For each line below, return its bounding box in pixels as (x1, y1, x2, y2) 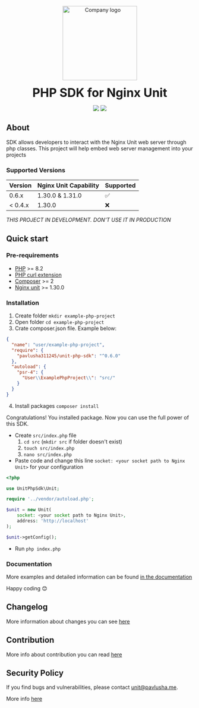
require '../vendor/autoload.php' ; (6, 496, 94, 502)
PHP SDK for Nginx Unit (32, 85, 168, 100)
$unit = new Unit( (6, 507, 52, 513)
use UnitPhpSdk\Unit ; (6, 485, 60, 492)
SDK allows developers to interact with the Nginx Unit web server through (6, 139, 187, 146)
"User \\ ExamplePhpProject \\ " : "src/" (21, 375, 116, 381)
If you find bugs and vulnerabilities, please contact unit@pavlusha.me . (6, 684, 178, 691)
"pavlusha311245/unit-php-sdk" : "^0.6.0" (17, 353, 121, 359)
